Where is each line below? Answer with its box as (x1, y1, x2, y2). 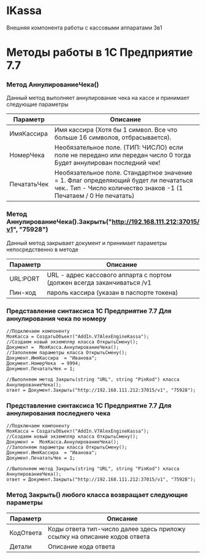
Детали (9, 542, 32, 550)
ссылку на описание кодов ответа (48, 532, 150, 541)
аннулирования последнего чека (6, 409, 111, 417)
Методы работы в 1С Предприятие (6, 45, 193, 59)
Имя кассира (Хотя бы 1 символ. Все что (54, 126, 178, 134)
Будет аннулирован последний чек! (54, 159, 161, 167)
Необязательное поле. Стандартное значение (54, 169, 193, 177)
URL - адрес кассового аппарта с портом (47, 270, 172, 279)
